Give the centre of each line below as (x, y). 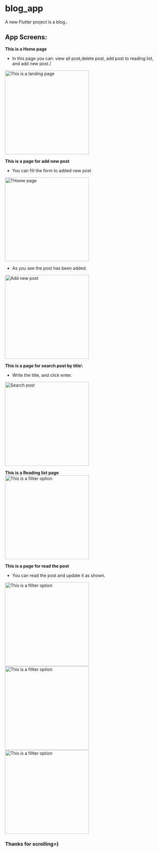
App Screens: (26, 37)
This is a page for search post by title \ (44, 366)
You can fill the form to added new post (52, 170)
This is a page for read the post (37, 566)
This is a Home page (26, 49)
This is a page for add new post (37, 161)
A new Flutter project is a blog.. (36, 22)
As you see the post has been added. (49, 268)
